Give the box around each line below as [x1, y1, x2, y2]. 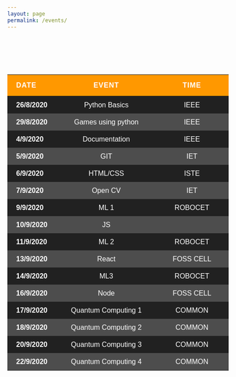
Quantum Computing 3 [70, 340, 142, 348]
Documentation [82, 135, 131, 143]
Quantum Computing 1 [70, 306, 142, 315]
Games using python [73, 117, 139, 126]
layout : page [7, 10, 46, 18]
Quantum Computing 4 [70, 357, 142, 366]
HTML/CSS [88, 169, 124, 178]
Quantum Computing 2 [70, 323, 142, 331]
